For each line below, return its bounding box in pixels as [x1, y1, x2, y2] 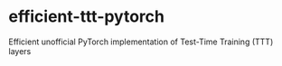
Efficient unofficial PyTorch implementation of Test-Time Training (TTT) [8, 36, 274, 47]
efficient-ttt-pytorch [8, 6, 164, 27]
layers [8, 45, 32, 56]
